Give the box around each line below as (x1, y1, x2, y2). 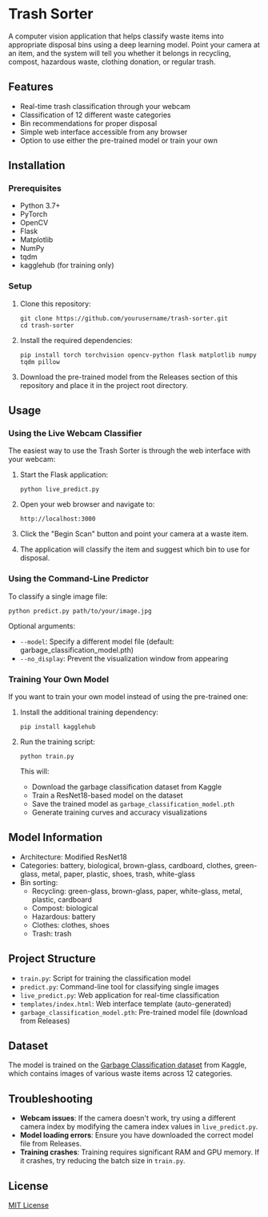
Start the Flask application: (19, 470, 109, 479)
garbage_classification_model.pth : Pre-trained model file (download (19, 1007, 248, 1017)
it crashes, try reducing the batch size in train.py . (19, 1156, 186, 1166)
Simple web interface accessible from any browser (19, 127, 188, 136)
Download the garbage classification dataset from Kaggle (31, 782, 222, 792)
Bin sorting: (19, 877, 58, 887)
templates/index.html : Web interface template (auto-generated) (19, 999, 232, 1009)
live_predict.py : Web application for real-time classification (19, 990, 220, 1000)
